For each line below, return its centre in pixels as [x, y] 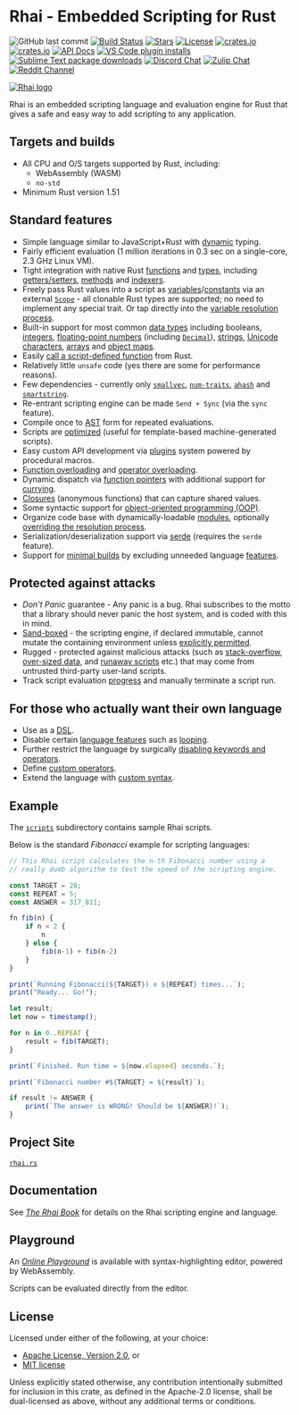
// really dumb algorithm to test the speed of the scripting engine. [143, 869]
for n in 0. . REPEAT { [50, 1033]
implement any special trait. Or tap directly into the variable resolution [150, 308]
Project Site [42, 1143]
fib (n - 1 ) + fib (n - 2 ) [79, 951]
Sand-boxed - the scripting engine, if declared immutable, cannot [142, 633]
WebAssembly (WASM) [79, 173]
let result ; [31, 1009]
